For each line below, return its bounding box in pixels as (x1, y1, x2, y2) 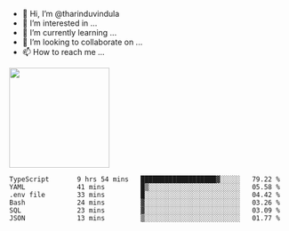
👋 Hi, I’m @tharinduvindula (21, 9, 120, 19)
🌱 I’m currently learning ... (21, 28, 117, 37)
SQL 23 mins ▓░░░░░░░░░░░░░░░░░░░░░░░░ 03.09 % (9, 206, 280, 215)
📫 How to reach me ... (21, 47, 105, 57)
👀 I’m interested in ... (21, 18, 98, 28)
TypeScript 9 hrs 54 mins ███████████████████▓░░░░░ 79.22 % (9, 175, 280, 184)
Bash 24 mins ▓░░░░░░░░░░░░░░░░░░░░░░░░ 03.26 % (9, 198, 280, 207)
